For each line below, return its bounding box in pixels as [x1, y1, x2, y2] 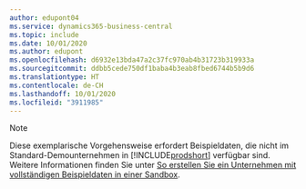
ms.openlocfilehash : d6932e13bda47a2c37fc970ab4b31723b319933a [9, 55, 255, 65]
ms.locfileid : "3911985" [9, 97, 104, 107]
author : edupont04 [9, 13, 79, 23]
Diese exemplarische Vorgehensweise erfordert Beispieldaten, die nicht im [9, 140, 290, 151]
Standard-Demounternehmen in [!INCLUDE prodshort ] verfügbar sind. [9, 150, 270, 161]
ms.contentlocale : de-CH [9, 81, 104, 90]
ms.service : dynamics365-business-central [9, 22, 173, 31]
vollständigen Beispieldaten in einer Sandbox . [9, 169, 180, 180]
